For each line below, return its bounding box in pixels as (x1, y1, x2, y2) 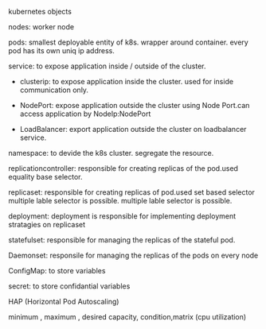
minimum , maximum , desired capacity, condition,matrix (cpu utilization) (8, 312, 247, 321)
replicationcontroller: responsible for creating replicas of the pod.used (8, 164, 239, 173)
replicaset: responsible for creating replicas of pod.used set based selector (8, 188, 255, 197)
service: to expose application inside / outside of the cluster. (8, 61, 206, 71)
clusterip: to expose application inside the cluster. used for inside (19, 77, 233, 86)
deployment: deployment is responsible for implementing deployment (8, 211, 237, 221)
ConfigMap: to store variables (8, 266, 106, 275)
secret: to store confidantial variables (8, 281, 131, 291)
